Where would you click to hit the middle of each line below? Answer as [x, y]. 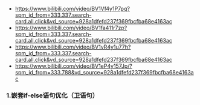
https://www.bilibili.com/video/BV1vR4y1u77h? [73, 47]
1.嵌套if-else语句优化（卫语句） [52, 95]
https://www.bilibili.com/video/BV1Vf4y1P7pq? [72, 9]
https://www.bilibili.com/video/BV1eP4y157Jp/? [74, 66]
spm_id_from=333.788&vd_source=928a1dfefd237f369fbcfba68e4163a [105, 72]
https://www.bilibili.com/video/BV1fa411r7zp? [71, 28]
